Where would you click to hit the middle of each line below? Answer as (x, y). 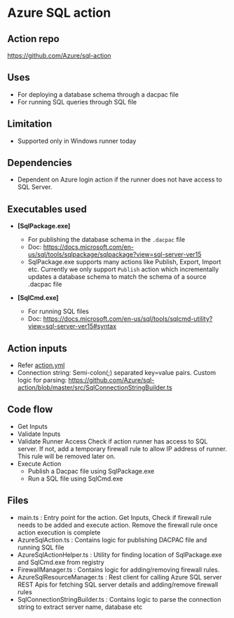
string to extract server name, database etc (80, 607)
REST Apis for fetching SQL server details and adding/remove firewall (118, 584)
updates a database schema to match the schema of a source (117, 277)
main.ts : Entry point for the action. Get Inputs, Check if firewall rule (115, 517)
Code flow (30, 410)
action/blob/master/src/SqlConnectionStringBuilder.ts (95, 387)
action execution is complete (59, 532)
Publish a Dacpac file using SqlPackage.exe (91, 471)
